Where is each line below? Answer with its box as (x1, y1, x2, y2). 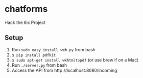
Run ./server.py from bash (11, 62, 67, 68)
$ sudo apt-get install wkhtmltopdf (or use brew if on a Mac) (11, 57, 139, 63)
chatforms (4, 3, 48, 15)
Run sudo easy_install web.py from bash (11, 46, 96, 52)
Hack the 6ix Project (4, 19, 46, 25)
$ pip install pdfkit (11, 53, 56, 58)
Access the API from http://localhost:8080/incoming (11, 67, 117, 73)
